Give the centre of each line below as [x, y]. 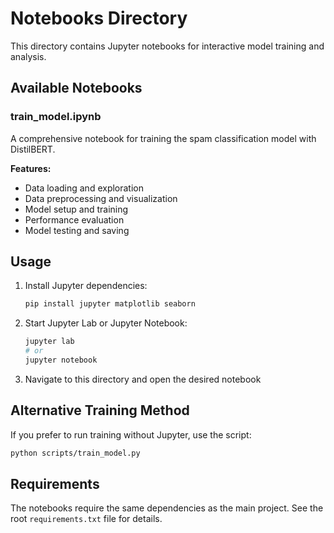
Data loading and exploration [84, 188]
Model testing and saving [77, 230]
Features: [31, 168]
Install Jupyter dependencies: [86, 286]
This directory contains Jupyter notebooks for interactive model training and [167, 46]
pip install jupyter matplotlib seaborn [110, 304]
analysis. [28, 56]
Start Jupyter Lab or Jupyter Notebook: [106, 323]
